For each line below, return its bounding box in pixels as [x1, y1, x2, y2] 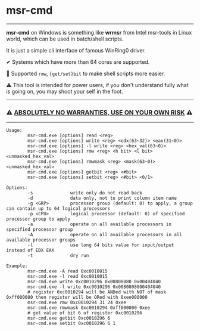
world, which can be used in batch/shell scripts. [6, 35, 124, 42]
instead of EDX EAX [6, 248, 55, 253]
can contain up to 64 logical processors [6, 206, 111, 212]
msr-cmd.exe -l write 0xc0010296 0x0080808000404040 [27, 284, 161, 290]
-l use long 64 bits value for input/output [27, 242, 174, 248]
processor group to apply [6, 216, 70, 222]
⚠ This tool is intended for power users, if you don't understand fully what [6, 81, 189, 88]
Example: [6, 263, 28, 269]
